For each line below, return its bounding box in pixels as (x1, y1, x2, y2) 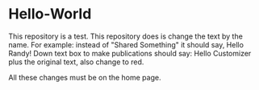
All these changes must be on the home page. (8, 72, 161, 82)
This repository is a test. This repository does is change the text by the (8, 31, 244, 41)
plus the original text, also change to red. (8, 57, 144, 67)
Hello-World (8, 5, 92, 23)
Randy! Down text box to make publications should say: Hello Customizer (8, 48, 252, 58)
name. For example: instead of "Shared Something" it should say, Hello (8, 39, 244, 49)
